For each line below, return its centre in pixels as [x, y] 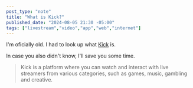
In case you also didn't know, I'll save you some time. [71, 56]
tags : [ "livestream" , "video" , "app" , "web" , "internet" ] [74, 28]
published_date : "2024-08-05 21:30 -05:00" [60, 22]
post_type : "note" [29, 11]
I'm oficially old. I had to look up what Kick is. [61, 45]
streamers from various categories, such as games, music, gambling [104, 73]
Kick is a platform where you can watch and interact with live [95, 67]
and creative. [37, 80]
